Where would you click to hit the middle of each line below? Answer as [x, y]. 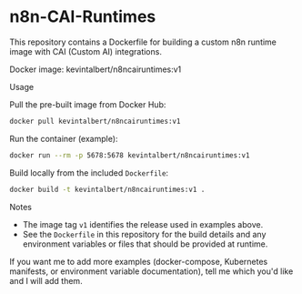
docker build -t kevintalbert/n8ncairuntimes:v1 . [107, 189]
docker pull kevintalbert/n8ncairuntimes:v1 [95, 121]
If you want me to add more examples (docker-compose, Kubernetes [139, 261]
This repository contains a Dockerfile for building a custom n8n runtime [143, 42]
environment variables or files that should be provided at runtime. [145, 244]
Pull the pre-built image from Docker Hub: [88, 104]
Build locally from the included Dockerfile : [89, 172]
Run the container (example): [64, 138]
